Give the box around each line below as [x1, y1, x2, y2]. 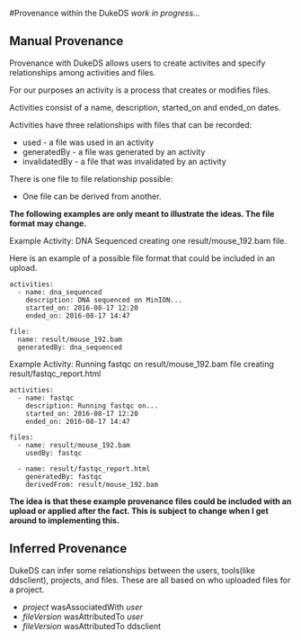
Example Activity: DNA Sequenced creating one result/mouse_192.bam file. [9, 235, 288, 246]
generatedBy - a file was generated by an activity [22, 146, 206, 157]
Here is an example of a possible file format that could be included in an [9, 252, 276, 264]
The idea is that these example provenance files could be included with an [9, 495, 292, 507]
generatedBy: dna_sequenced [17, 342, 123, 352]
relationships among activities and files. [9, 67, 156, 77]
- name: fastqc [17, 393, 75, 402]
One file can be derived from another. [22, 191, 162, 202]
